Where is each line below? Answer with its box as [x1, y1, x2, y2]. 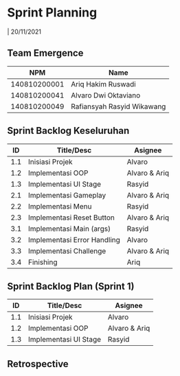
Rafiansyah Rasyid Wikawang [71, 102, 166, 111]
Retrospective [7, 358, 69, 370]
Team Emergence [7, 47, 84, 59]
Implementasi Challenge [28, 246, 106, 255]
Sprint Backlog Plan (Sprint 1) [7, 280, 135, 292]
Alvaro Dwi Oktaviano [71, 91, 141, 100]
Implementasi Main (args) [28, 224, 111, 233]
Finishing [28, 257, 58, 267]
